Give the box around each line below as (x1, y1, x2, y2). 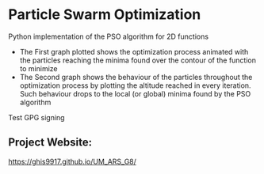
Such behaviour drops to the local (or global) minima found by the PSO (19, 89, 251, 98)
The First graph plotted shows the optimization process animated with (19, 47, 249, 56)
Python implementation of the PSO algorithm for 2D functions (8, 32, 209, 41)
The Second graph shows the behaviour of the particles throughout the (19, 72, 253, 81)
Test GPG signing (8, 112, 65, 122)
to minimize (19, 63, 58, 73)
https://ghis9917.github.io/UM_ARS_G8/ (8, 157, 137, 166)
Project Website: (8, 136, 93, 149)
